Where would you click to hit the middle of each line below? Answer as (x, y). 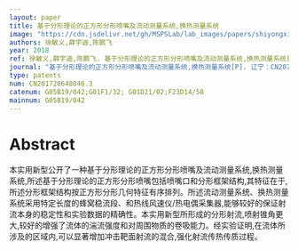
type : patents (35, 76)
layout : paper (35, 17)
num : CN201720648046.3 (51, 84)
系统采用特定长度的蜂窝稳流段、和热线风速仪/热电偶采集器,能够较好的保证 (144, 203)
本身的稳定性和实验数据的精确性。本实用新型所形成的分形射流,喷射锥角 (146, 214)
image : (21, 34)
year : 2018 (29, 51)
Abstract (42, 144)
